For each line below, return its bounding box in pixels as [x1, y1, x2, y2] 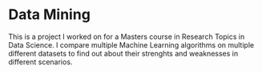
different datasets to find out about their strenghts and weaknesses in [8, 48, 239, 58]
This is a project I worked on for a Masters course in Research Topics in [8, 32, 245, 41]
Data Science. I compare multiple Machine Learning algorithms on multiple [8, 40, 255, 49]
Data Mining [8, 6, 91, 24]
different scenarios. [8, 57, 73, 67]
